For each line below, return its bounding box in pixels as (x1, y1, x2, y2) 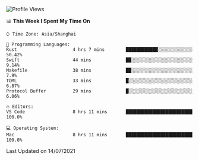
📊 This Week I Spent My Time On (6, 18, 90, 24)
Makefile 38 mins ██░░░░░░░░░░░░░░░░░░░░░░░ (6, 68, 193, 73)
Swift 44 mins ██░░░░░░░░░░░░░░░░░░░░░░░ (6, 57, 193, 63)
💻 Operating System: (6, 125, 59, 131)
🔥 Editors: (6, 104, 34, 110)
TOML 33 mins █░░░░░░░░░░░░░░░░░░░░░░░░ (6, 78, 193, 84)
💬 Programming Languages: (6, 41, 70, 47)
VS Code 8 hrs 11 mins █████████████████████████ (6, 109, 193, 115)
